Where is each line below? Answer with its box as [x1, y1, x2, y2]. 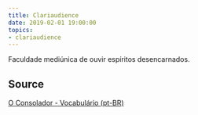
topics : [8, 26, 34, 34]
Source [8, 77, 45, 91]
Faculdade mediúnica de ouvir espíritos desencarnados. [8, 55, 190, 64]
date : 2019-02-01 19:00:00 [8, 19, 97, 27]
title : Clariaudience [8, 11, 79, 20]
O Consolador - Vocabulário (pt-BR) [8, 99, 124, 108]
